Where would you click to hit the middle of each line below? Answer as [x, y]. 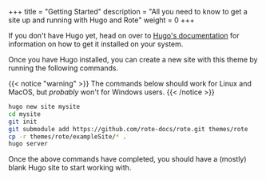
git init [23, 122]
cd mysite [25, 114]
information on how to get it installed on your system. [96, 44]
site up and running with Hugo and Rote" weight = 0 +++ [101, 20]
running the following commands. [64, 68]
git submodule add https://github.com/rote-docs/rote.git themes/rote [128, 129]
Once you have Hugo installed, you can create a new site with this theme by [133, 60]
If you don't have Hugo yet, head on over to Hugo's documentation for [124, 36]
